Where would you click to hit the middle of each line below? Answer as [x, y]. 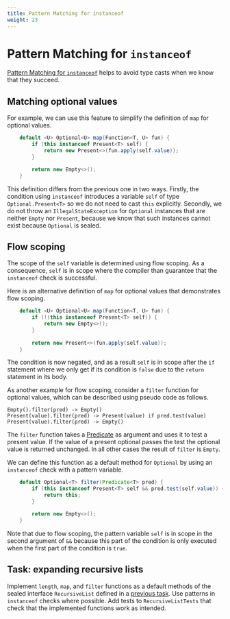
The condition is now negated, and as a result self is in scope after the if [111, 362]
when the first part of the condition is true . [67, 548]
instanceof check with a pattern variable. [65, 470]
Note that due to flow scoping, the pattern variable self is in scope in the [110, 533]
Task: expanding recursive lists [75, 570]
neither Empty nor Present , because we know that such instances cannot [109, 218]
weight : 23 [23, 20]
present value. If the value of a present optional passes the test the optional [114, 442]
